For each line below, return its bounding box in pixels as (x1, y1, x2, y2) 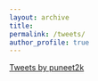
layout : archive (9, 12, 69, 22)
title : (9, 21, 34, 30)
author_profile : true (9, 37, 90, 47)
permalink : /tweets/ (9, 29, 86, 38)
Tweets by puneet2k (9, 62, 85, 73)
